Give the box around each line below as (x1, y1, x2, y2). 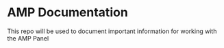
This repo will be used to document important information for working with (7, 27, 217, 35)
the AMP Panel (7, 34, 49, 42)
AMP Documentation (7, 5, 128, 20)
